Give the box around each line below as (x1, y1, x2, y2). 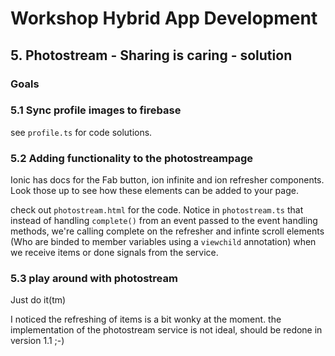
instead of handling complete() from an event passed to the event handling (10, 215, 318, 227)
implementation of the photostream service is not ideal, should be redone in (10, 324, 323, 336)
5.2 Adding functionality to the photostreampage (10, 151, 254, 165)
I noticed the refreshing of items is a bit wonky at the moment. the (10, 313, 282, 326)
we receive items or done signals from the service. (10, 247, 219, 259)
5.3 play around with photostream (10, 272, 178, 286)
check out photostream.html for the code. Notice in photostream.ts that (10, 204, 304, 216)
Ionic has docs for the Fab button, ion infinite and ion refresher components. (10, 174, 325, 186)
